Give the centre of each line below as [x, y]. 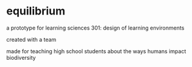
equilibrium [36, 11]
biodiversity [21, 57]
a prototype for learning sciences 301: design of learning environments [95, 28]
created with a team [31, 39]
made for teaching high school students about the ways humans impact [96, 51]
